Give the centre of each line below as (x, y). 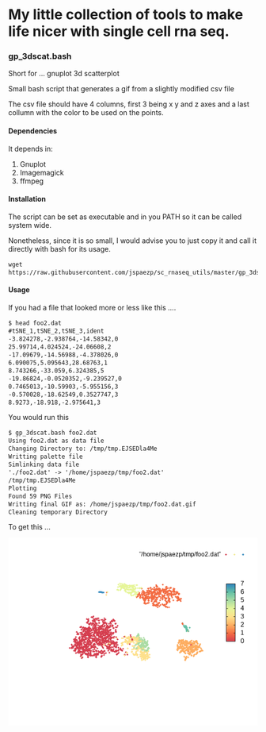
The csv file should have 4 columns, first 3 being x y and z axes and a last (129, 104)
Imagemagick (42, 172)
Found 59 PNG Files (40, 497)
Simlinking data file (44, 465)
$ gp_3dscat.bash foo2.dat (53, 433)
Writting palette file (46, 457)
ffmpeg (32, 181)
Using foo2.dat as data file (56, 441)
